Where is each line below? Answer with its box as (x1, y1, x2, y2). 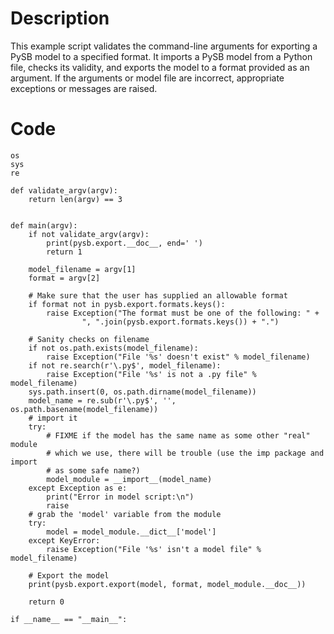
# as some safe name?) (46, 465, 141, 476)
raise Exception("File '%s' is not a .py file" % (46, 369, 257, 379)
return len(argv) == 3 (28, 194, 123, 204)
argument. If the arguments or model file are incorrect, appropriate (10, 72, 285, 84)
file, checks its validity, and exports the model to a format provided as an (10, 61, 310, 73)
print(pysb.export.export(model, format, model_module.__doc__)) (28, 579, 307, 589)
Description (10, 7, 110, 30)
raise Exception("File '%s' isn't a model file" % (46, 544, 262, 554)
